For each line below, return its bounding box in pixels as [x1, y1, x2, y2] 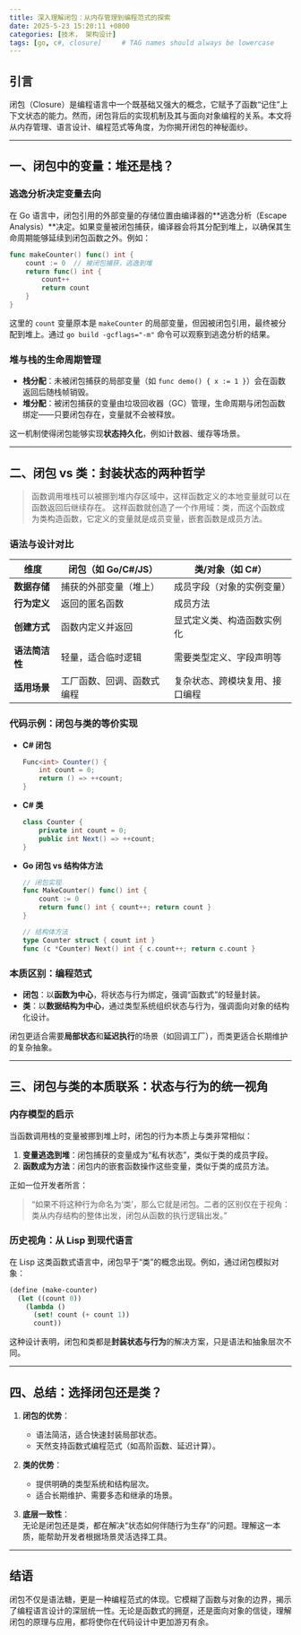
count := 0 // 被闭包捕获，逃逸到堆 [25, 258, 152, 267]
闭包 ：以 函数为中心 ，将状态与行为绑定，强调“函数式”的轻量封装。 [21, 988, 266, 1000]
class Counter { [21, 818, 83, 827]
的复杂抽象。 [9, 1041, 56, 1052]
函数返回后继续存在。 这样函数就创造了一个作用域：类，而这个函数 [30, 501, 278, 512]
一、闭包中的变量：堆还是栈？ [9, 159, 175, 174]
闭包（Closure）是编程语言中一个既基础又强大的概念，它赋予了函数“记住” [9, 100, 280, 110]
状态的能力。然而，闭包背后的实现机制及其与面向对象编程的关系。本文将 [24, 110, 292, 121]
